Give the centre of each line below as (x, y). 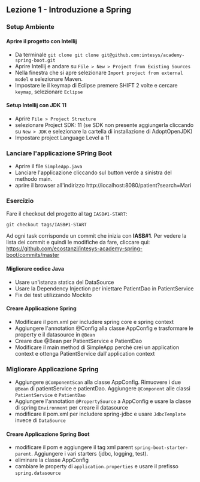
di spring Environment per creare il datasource (72, 408)
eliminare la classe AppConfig (51, 460)
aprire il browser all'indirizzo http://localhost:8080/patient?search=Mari (103, 186)
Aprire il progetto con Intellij (42, 41)
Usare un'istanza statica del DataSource (64, 282)
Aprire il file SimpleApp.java (49, 166)
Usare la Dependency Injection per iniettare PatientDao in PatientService (104, 288)
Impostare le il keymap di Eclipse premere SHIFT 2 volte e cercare (96, 85)
